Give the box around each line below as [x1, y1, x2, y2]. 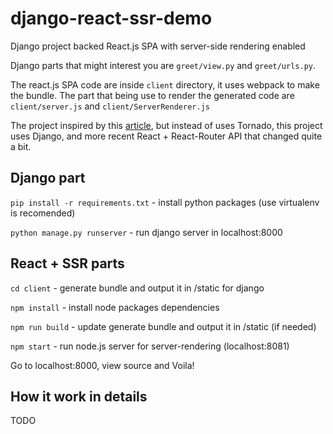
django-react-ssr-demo [10, 7, 213, 30]
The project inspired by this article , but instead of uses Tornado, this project [10, 119, 323, 131]
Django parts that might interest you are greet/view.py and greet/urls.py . [10, 59, 317, 71]
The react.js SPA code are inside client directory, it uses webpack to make [10, 78, 320, 91]
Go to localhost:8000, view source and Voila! [10, 359, 195, 371]
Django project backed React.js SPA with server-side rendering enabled [10, 40, 306, 52]
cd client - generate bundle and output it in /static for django [10, 282, 265, 294]
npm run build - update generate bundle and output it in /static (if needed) [10, 320, 317, 332]
